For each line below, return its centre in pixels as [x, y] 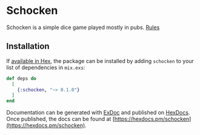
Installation [28, 46]
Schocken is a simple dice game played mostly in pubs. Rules [83, 27]
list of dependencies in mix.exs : [46, 67]
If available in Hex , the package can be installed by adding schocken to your [100, 61]
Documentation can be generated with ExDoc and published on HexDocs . [98, 113]
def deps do [21, 78]
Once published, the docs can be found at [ [61, 119]
